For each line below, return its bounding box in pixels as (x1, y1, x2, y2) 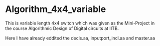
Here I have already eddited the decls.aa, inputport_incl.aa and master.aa (5, 35, 156, 41)
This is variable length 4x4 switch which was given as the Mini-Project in (5, 20, 155, 26)
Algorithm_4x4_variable (5, 3, 106, 15)
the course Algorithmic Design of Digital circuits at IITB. (5, 25, 119, 31)
